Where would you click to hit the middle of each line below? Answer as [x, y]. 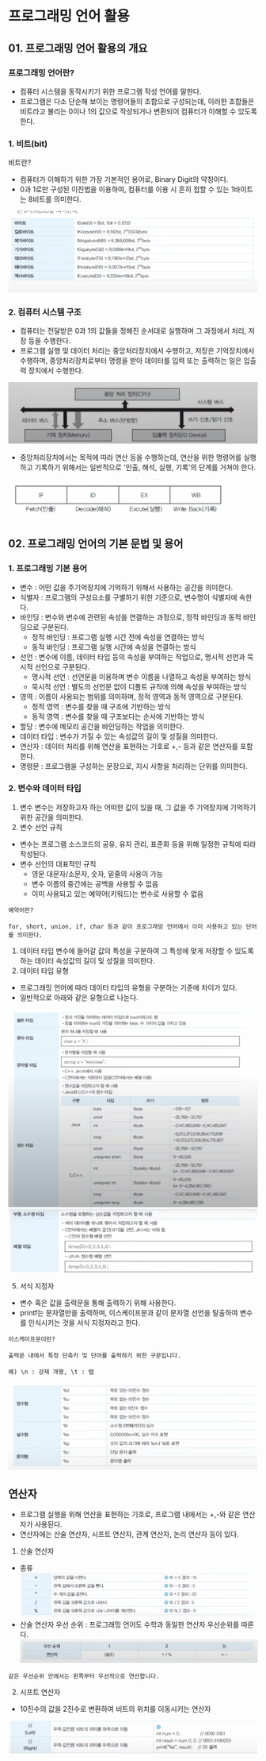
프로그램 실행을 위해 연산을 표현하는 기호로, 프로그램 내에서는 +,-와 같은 [130, 1515]
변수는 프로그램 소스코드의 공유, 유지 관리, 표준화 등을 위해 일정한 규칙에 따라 [138, 844]
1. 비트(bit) [28, 144]
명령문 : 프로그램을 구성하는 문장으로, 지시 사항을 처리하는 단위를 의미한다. [133, 766]
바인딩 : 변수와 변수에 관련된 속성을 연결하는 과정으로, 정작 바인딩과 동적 [130, 617]
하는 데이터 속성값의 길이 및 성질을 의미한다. [87, 960]
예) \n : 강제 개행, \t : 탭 [51, 1372]
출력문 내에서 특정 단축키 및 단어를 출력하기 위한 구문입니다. [95, 1356]
